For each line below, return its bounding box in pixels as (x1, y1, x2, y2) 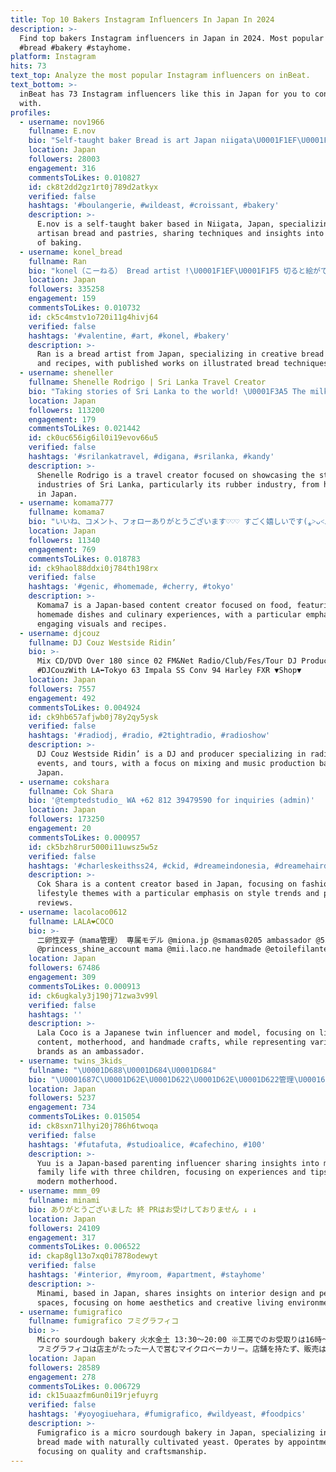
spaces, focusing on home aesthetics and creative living (36, 1297, 284, 1308)
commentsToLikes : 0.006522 (28, 1242, 141, 1252)
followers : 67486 (28, 963, 101, 973)
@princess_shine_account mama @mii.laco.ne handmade (36, 944, 262, 955)
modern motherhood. (36, 1177, 118, 1187)
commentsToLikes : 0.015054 (28, 1112, 141, 1122)
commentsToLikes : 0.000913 (28, 981, 141, 991)
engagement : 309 (28, 972, 97, 982)
